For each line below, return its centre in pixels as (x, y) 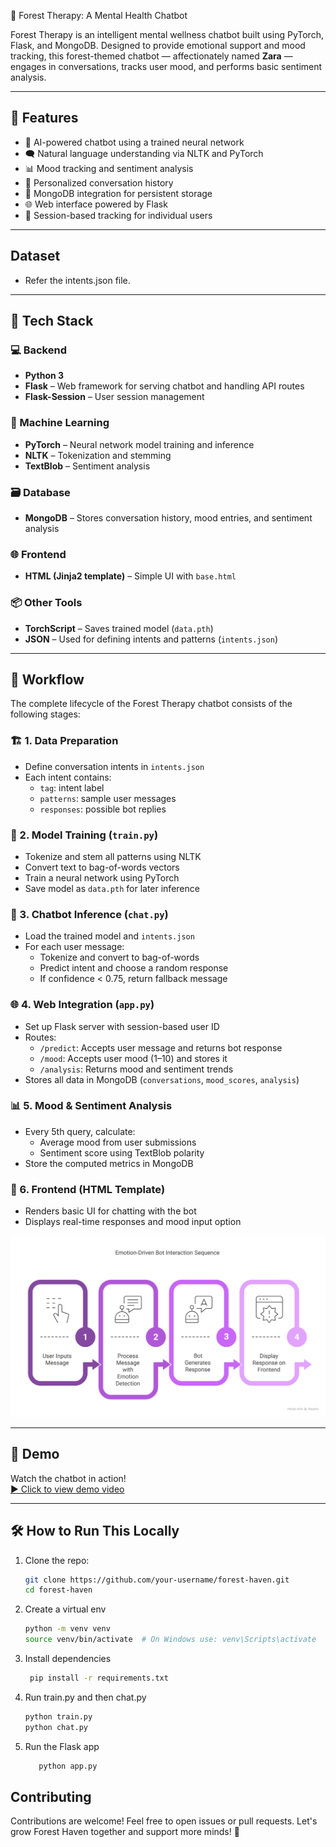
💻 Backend (38, 350)
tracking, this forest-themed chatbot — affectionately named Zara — (151, 56)
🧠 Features (44, 118)
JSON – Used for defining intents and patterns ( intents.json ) (151, 639)
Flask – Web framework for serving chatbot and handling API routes (164, 386)
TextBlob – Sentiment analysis (87, 466)
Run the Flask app (62, 1746)
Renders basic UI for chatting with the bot (110, 1211)
